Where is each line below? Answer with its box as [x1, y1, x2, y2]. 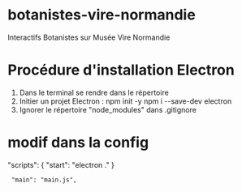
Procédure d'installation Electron [7, 61, 235, 79]
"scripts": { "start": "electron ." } [7, 160, 115, 169]
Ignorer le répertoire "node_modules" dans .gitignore [19, 105, 197, 114]
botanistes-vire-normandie [7, 6, 196, 24]
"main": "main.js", [11, 176, 78, 184]
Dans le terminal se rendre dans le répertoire [19, 87, 170, 97]
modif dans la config [7, 134, 149, 151]
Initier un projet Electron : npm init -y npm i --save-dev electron [19, 96, 232, 106]
